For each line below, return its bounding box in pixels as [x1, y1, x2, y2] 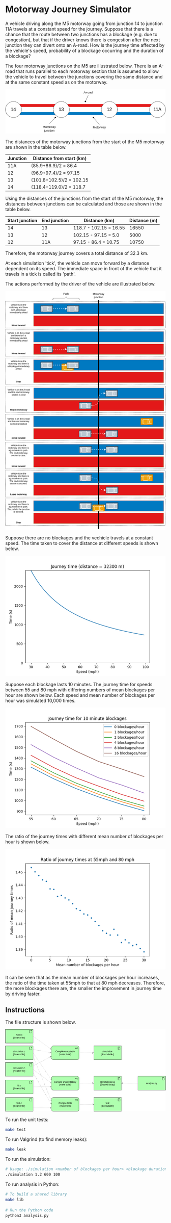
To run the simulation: [5, 1156, 51, 1162]
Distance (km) [83, 218, 115, 224]
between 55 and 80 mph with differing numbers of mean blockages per [5, 687, 155, 693]
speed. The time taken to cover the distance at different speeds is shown [5, 540, 159, 547]
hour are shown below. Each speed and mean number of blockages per [5, 692, 155, 698]
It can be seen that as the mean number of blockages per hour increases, [5, 975, 159, 981]
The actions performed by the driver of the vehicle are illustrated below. [5, 281, 156, 287]
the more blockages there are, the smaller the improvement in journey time [5, 985, 162, 992]
